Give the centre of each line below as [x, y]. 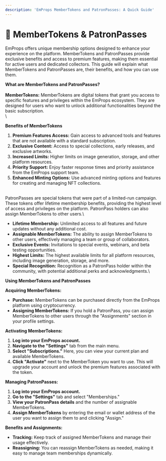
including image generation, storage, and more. [61, 260]
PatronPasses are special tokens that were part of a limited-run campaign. [81, 198]
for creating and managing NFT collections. [57, 183]
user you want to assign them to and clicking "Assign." [68, 418]
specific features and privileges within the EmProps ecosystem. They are [80, 100]
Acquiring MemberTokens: [33, 290]
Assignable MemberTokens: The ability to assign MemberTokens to [82, 234]
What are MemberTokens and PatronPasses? [53, 84]
